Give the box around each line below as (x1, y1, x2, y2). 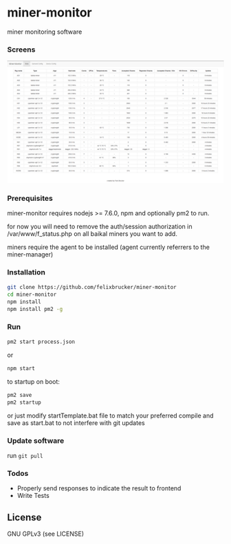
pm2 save (7, 391, 32, 398)
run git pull (7, 451, 43, 459)
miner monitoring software (7, 28, 82, 36)
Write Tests (16, 492, 49, 500)
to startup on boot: (7, 377, 60, 386)
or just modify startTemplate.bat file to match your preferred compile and (7, 411, 214, 420)
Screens (7, 45, 36, 54)
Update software (7, 435, 65, 445)
